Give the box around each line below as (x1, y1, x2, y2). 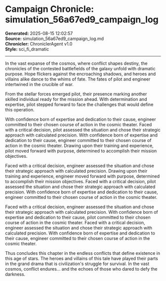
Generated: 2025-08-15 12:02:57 (5, 30, 73, 36)
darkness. (5, 271, 26, 277)
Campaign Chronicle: (5, 3, 94, 15)
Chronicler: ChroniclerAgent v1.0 (5, 41, 73, 47)
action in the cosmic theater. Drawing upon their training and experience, (5, 142, 154, 148)
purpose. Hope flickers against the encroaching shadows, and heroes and (5, 71, 156, 77)
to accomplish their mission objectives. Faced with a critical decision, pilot (5, 178, 156, 184)
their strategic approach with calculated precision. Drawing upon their (5, 168, 148, 174)
